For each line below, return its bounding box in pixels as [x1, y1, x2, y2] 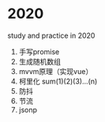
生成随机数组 [18, 57, 61, 66]
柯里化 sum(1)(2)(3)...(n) [18, 76, 98, 86]
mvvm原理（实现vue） [18, 66, 93, 76]
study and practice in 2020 [7, 31, 96, 40]
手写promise [18, 46, 60, 56]
